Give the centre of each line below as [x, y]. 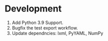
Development [33, 9]
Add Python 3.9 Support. [37, 22]
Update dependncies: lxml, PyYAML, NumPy [57, 33]
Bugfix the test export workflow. [45, 27]
